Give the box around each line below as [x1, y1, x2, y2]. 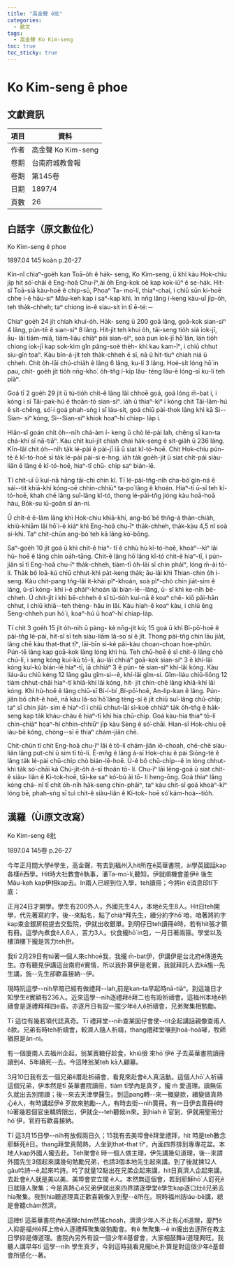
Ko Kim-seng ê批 [7, 831, 57, 839]
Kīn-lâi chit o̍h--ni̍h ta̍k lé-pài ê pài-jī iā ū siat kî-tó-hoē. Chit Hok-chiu [7, 445, 209, 453]
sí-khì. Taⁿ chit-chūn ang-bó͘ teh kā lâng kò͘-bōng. [7, 529, 150, 538]
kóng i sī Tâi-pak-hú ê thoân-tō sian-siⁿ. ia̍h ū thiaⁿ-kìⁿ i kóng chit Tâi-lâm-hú [7, 397, 228, 406]
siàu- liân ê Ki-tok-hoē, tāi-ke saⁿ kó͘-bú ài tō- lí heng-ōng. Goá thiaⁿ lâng [13, 772, 222, 781]
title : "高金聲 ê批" [7, 10, 63, 17]
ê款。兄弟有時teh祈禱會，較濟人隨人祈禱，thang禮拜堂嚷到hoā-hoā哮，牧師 [7, 1025, 226, 1034]
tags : [7, 29, 23, 37]
